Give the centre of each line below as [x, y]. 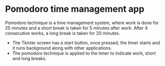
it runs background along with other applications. [62, 48]
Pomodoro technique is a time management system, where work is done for [82, 23]
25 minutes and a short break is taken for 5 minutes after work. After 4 [76, 28]
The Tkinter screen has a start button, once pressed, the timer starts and [86, 42]
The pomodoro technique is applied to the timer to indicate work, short [84, 53]
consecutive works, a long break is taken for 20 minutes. [63, 33]
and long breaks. [29, 58]
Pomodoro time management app [75, 9]
